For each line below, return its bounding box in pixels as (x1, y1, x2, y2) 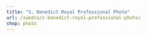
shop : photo (6, 20, 37, 26)
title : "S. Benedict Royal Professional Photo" (6, 9, 130, 15)
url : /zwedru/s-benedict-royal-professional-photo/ (6, 15, 141, 21)
